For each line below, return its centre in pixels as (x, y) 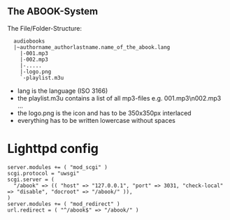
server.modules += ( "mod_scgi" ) (58, 167)
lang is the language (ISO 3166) (63, 91)
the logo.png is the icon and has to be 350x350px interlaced (104, 113)
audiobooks (29, 41)
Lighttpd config (53, 149)
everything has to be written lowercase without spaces (96, 120)
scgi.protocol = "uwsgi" (43, 173)
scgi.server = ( (31, 179)
